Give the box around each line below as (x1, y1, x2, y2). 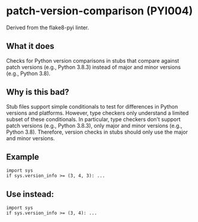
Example (6, 152, 39, 162)
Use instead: (6, 189, 54, 199)
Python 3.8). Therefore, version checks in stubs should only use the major (6, 128, 188, 135)
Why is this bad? (6, 87, 70, 97)
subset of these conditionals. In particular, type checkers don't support (6, 115, 181, 123)
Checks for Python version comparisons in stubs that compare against (6, 57, 180, 64)
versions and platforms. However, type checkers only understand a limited (6, 109, 189, 116)
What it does (6, 41, 55, 51)
